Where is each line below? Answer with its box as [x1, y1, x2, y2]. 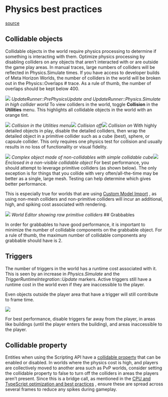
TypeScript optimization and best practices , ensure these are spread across [5, 381, 163, 387]
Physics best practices [5, 4, 102, 15]
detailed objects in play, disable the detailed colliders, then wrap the [5, 127, 146, 134]
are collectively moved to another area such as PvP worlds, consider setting [5, 365, 162, 371]
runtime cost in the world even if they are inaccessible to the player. [5, 281, 145, 287]
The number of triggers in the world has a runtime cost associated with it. [5, 265, 157, 271]
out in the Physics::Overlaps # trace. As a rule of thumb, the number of [5, 80, 151, 86]
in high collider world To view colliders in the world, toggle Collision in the [5, 101, 158, 107]
